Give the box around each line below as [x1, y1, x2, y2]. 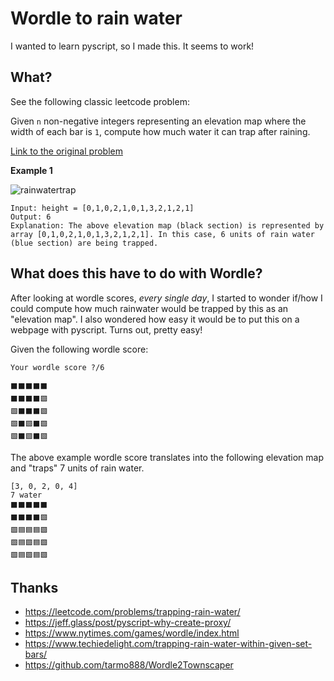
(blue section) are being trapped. [10, 238, 159, 248]
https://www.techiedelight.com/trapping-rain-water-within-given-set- [24, 638, 313, 650]
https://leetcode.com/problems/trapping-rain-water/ [24, 606, 241, 618]
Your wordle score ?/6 [10, 362, 105, 372]
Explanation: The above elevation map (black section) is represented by [10, 220, 325, 231]
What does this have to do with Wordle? [10, 265, 263, 282]
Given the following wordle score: [10, 343, 149, 355]
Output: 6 [10, 212, 52, 222]
